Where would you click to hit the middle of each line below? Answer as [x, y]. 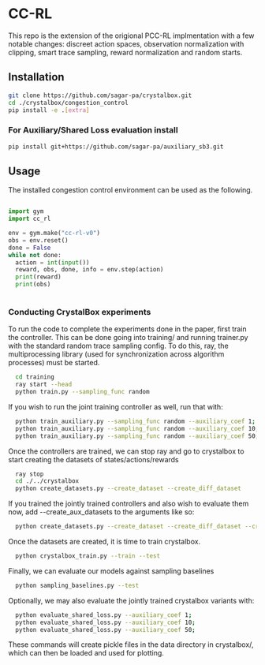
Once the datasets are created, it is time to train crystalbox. [105, 542]
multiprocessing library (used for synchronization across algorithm [116, 354]
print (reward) [38, 277]
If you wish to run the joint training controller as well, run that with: [116, 406]
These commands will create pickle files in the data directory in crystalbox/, [131, 644]
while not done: [35, 255]
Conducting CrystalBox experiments [80, 312]
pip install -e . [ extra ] [49, 110]
